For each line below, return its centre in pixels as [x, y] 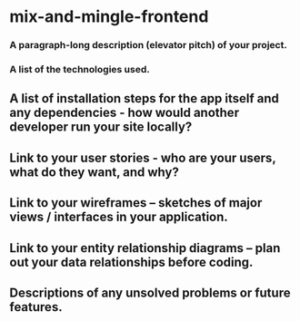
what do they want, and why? [94, 172]
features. [36, 307]
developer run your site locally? [101, 127]
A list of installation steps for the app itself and [145, 98]
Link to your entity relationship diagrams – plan [145, 248]
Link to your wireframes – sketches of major [136, 203]
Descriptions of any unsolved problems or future [150, 292]
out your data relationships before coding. [131, 262]
